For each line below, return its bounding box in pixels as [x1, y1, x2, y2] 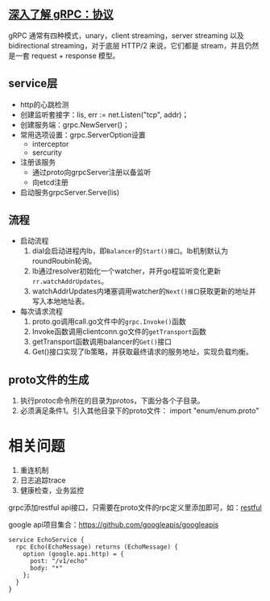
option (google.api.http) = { [23, 550, 125, 558]
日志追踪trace [19, 475, 66, 486]
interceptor [31, 139, 69, 148]
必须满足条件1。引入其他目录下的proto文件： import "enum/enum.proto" [19, 406, 260, 415]
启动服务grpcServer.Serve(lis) [19, 187, 120, 197]
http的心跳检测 [19, 99, 69, 109]
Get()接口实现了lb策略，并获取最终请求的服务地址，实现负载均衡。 [31, 347, 253, 357]
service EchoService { [8, 536, 85, 545]
